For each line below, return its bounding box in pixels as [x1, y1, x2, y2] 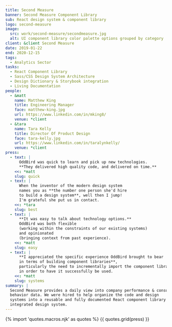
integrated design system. [10, 302, 68, 307]
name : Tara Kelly [14, 126, 52, 131]
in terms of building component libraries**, [18, 259, 118, 265]
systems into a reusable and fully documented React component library [10, 297, 166, 302]
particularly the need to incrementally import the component [18, 264, 155, 269]
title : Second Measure [5, 7, 54, 13]
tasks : [5, 64, 19, 69]
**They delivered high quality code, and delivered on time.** [18, 164, 157, 169]
